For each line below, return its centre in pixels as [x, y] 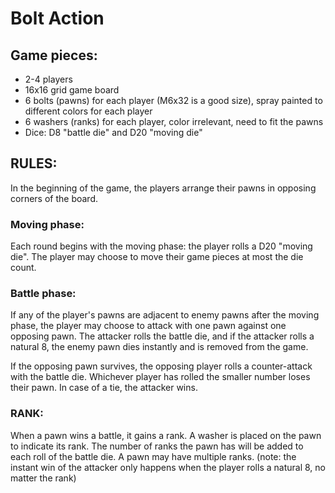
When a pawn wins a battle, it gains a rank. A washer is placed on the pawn [166, 435]
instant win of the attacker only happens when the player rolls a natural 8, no [168, 467]
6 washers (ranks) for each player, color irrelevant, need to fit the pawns [174, 121]
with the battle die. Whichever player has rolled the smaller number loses [160, 377]
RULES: [34, 163]
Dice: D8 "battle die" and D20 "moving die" [113, 132]
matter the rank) [43, 478]
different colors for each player [88, 111]
